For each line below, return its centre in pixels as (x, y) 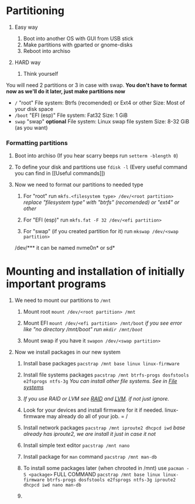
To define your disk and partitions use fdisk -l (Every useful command (101, 167)
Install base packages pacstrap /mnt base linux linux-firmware (101, 364)
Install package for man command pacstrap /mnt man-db (90, 457)
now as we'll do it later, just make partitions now (66, 91)
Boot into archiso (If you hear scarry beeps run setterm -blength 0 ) (96, 156)
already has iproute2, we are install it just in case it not (90, 434)
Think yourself (41, 73)
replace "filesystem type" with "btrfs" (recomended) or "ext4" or (101, 202)
